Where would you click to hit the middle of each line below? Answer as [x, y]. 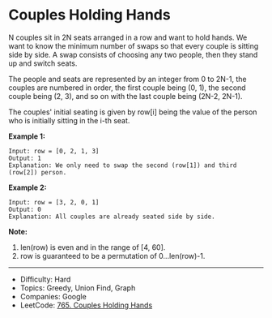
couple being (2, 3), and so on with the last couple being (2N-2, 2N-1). [125, 96]
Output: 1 [25, 158]
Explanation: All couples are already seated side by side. [112, 217]
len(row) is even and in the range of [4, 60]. [93, 247]
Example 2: [28, 187]
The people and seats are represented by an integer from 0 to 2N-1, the [127, 79]
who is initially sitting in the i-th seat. [69, 120]
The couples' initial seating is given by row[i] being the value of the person [133, 112]
